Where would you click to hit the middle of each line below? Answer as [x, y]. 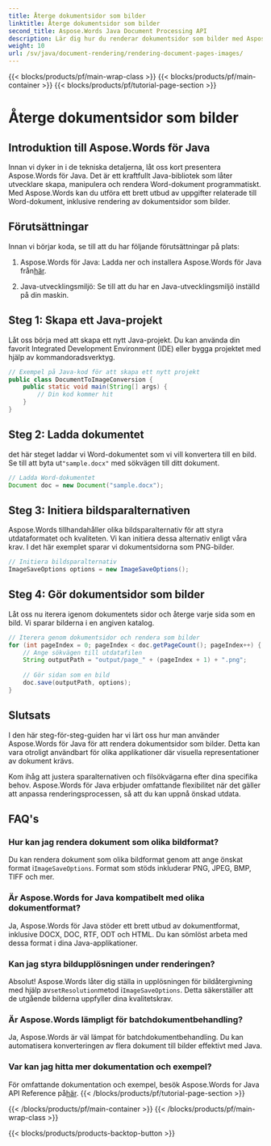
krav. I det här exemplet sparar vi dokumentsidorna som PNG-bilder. [122, 547]
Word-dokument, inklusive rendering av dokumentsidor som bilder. [119, 202]
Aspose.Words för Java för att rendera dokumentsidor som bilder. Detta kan [134, 743]
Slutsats [29, 716]
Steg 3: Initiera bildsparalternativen [100, 510]
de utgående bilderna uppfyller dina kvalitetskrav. [91, 998]
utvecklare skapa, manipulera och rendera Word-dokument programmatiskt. [135, 184]
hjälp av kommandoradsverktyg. [62, 357]
